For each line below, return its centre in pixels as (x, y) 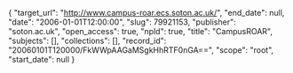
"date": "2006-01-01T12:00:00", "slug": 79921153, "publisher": (122, 22)
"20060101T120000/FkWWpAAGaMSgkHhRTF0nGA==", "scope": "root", (141, 50)
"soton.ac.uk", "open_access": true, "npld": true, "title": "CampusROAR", (140, 31)
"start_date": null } (42, 59)
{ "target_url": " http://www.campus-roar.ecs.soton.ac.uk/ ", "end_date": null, (146, 13)
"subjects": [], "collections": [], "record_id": (87, 40)
